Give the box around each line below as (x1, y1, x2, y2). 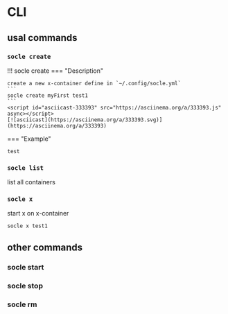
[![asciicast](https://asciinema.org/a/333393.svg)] (7, 116, 163, 123)
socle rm (7, 299, 37, 309)
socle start (7, 262, 44, 272)
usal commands (7, 32, 78, 44)
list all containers (7, 178, 55, 186)
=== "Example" (7, 134, 51, 143)
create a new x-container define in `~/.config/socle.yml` (7, 80, 182, 87)
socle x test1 (7, 223, 49, 229)
